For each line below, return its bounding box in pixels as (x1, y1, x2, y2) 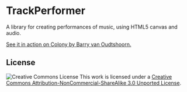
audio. (6, 29, 22, 36)
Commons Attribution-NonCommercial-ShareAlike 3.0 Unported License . (6, 79, 182, 86)
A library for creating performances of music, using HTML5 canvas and (6, 23, 178, 30)
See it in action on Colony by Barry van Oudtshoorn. (6, 41, 131, 48)
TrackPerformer (6, 4, 86, 17)
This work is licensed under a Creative (79, 73, 172, 80)
